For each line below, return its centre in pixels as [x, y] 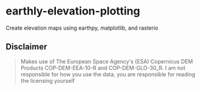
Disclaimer [26, 47]
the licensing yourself [48, 80]
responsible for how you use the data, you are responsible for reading [108, 74]
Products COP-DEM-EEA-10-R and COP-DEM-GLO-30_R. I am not [103, 68]
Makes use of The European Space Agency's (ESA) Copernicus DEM [107, 61]
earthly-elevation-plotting [73, 11]
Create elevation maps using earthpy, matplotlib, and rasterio [82, 28]
